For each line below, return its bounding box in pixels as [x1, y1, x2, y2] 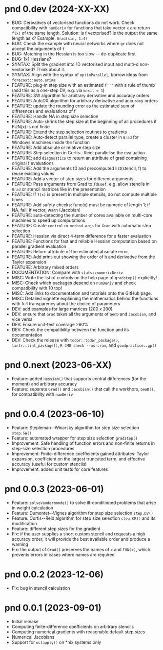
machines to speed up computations [11, 217, 85, 223]
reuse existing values [11, 170, 55, 176]
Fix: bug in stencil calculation [11, 585, 70, 591]
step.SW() [11, 431, 32, 435]
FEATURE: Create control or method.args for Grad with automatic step [11, 222, 152, 228]
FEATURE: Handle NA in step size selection [11, 113, 99, 119]
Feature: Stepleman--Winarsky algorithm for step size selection [11, 425, 140, 431]
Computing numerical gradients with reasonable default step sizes [11, 628, 145, 635]
